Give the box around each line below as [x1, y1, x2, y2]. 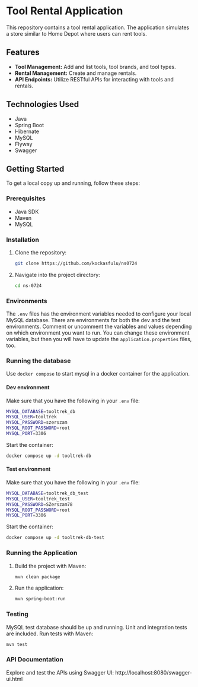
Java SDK [14, 208, 39, 215]
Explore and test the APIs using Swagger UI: [6, 669, 114, 676]
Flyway [14, 140, 33, 147]
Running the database [6, 357, 71, 365]
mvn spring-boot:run [14, 596, 66, 602]
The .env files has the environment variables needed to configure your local [6, 310, 191, 317]
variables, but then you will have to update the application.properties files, [6, 336, 192, 343]
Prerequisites [6, 194, 46, 203]
